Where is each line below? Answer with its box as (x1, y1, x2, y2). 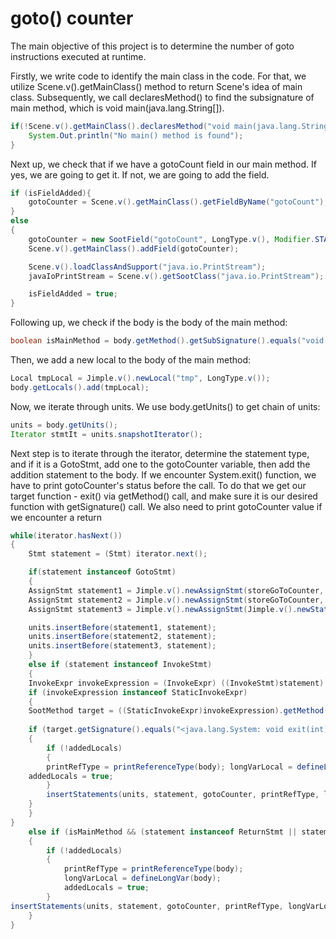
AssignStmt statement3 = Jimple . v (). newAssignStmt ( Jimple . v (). (28, 604, 298, 614)
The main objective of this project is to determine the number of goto (10, 40, 295, 52)
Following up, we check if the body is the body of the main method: (10, 317, 288, 329)
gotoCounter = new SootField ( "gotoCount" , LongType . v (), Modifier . (28, 234, 315, 244)
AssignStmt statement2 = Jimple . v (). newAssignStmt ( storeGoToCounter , (28, 595, 325, 605)
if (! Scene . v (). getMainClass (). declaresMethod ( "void (10, 121, 230, 131)
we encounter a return (10, 511, 103, 523)
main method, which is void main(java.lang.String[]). (10, 102, 225, 114)
